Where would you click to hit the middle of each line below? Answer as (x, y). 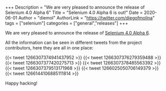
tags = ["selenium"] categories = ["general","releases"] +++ (67, 23)
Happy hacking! (21, 83)
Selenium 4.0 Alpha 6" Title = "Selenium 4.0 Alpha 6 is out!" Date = (74, 12)
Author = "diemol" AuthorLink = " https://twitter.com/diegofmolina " (86, 18)
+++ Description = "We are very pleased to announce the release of (75, 7)
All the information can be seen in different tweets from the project (74, 42)
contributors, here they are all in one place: (49, 48)
